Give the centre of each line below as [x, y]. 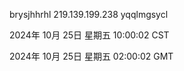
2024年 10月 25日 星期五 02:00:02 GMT [91, 56]
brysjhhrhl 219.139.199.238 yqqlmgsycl [89, 14]
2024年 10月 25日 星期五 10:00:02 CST [89, 35]
